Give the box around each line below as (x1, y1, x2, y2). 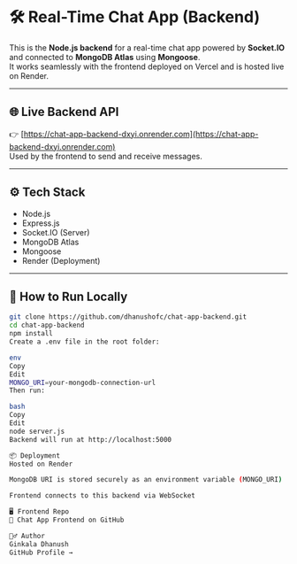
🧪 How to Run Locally (9, 289, 128, 304)
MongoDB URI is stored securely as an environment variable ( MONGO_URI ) (9, 475, 283, 484)
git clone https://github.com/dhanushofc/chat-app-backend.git (9, 313, 247, 321)
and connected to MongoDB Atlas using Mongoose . (9, 51, 201, 62)
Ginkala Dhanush (9, 539, 69, 549)
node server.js (9, 427, 65, 436)
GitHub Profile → (9, 548, 73, 557)
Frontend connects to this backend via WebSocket (9, 491, 196, 500)
